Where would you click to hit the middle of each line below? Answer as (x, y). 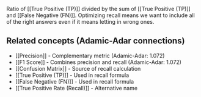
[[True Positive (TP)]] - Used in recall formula (72, 75)
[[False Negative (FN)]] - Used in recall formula (75, 81)
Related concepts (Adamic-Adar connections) (96, 41)
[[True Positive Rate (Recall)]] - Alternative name (76, 88)
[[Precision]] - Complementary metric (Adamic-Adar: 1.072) (90, 56)
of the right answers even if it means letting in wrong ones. (80, 22)
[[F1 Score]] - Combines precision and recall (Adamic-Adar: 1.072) (98, 62)
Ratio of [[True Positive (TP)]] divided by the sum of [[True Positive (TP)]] (98, 9)
